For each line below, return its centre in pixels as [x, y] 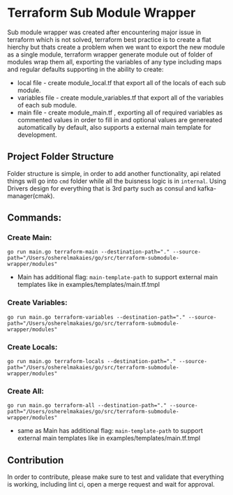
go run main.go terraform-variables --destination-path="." [97, 317]
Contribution [36, 460]
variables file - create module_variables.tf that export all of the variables [120, 97]
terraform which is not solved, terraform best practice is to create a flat [109, 39]
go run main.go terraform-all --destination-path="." [87, 406]
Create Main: [30, 237]
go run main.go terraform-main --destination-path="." [89, 252]
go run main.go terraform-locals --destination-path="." [92, 362]
